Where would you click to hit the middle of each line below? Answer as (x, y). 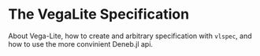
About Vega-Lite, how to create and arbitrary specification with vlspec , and (130, 36)
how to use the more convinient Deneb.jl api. (81, 44)
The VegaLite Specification (99, 14)
